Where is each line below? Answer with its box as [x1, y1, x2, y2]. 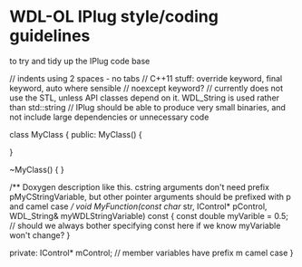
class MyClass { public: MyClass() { [9, 129, 142, 139]
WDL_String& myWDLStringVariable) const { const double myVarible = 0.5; [9, 210, 288, 221]
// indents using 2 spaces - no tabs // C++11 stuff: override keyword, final [9, 72, 283, 83]
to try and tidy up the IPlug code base [9, 55, 151, 66]
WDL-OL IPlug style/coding [9, 6, 219, 27]
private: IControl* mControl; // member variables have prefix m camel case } [9, 247, 294, 258]
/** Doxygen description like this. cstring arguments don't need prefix [9, 181, 270, 192]
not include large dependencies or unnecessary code [9, 111, 209, 122]
